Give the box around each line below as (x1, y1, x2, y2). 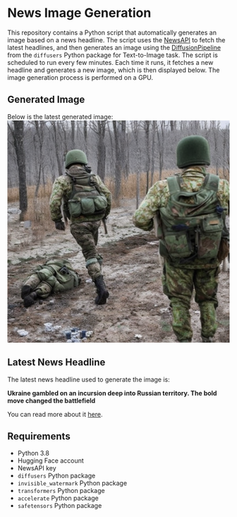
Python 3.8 (17, 449, 49, 458)
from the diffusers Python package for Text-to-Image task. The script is (7, 51, 219, 59)
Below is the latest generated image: (7, 112, 114, 121)
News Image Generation (7, 5, 152, 21)
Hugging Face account (17, 456, 85, 465)
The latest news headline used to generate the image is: (7, 375, 171, 384)
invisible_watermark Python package (17, 479, 128, 487)
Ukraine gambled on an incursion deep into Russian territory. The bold (7, 389, 217, 397)
